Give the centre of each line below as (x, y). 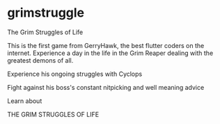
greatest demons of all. (40, 60)
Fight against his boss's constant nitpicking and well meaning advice (106, 87)
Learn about (25, 101)
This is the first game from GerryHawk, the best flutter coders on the (106, 45)
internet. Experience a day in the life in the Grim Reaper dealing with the (110, 53)
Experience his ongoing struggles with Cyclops (75, 74)
